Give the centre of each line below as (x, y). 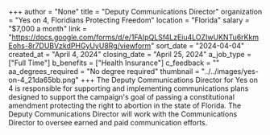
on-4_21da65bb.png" (44, 80)
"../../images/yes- (230, 71)
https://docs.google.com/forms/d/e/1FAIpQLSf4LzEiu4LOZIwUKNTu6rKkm (135, 37)
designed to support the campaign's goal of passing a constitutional (122, 97)
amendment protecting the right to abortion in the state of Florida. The (125, 105)
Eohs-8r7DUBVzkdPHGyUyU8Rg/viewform (80, 46)
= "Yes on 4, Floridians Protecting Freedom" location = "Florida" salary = (129, 20)
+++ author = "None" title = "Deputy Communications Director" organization (135, 12)
